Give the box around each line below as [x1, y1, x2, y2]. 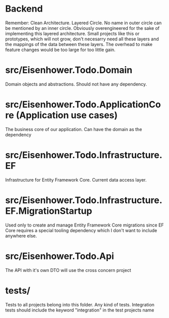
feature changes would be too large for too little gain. [5, 47, 116, 53]
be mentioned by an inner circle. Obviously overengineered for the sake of [5, 25, 160, 31]
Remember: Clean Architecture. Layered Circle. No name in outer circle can [5, 20, 162, 26]
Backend [5, 3, 43, 15]
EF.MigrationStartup [5, 205, 92, 216]
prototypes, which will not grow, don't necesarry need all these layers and [5, 36, 159, 42]
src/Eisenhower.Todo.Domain [5, 64, 133, 76]
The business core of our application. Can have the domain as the [5, 126, 142, 132]
